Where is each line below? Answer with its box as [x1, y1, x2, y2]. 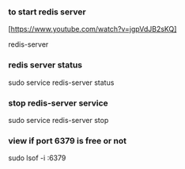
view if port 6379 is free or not [8, 135, 126, 146]
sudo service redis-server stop [8, 115, 109, 125]
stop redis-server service [8, 98, 108, 109]
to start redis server [8, 6, 86, 17]
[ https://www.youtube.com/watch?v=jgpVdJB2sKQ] [8, 25, 177, 34]
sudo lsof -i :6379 [8, 153, 66, 163]
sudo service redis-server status [8, 78, 115, 87]
